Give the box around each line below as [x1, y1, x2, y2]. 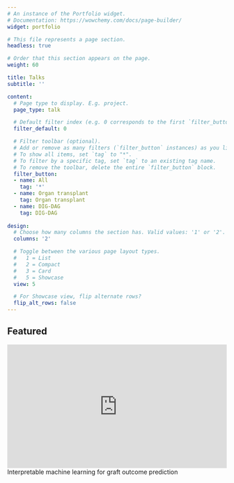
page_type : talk [13, 106, 61, 113]
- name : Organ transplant [13, 190, 89, 197]
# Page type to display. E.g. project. [13, 99, 130, 107]
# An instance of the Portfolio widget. [7, 10, 127, 17]
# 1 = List [13, 254, 52, 261]
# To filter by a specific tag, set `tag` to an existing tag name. [13, 157, 217, 164]
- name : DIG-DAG [13, 203, 61, 210]
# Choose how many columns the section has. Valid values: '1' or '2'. [13, 229, 226, 236]
